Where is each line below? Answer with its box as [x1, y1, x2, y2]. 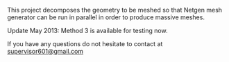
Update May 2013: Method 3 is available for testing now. [7, 27, 168, 34]
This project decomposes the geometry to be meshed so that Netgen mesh [7, 6, 223, 14]
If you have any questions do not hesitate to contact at [7, 40, 163, 48]
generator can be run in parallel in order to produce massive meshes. [7, 13, 205, 21]
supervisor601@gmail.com [7, 48, 84, 55]
